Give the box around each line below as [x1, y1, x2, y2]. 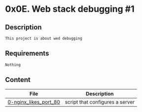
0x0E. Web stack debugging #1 [5, 3, 135, 15]
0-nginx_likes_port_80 [7, 98, 60, 105]
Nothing [5, 62, 21, 67]
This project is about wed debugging [5, 36, 83, 41]
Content [5, 76, 31, 84]
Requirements [5, 49, 49, 57]
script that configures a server [64, 98, 135, 105]
